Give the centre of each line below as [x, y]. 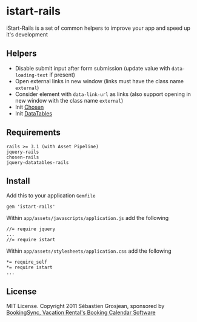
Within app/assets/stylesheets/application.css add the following [89, 251]
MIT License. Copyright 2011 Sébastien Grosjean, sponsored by [85, 306]
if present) [62, 75]
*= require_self [27, 262]
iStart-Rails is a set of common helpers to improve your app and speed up [98, 28]
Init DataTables [34, 113]
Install [18, 181]
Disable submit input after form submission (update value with [93, 68]
